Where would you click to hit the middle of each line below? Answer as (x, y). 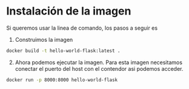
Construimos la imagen (44, 39)
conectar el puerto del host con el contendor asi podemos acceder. (99, 68)
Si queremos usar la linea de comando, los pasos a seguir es (82, 28)
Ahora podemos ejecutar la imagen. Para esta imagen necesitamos (99, 62)
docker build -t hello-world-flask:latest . (63, 51)
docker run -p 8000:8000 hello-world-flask (62, 80)
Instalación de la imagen (69, 11)
